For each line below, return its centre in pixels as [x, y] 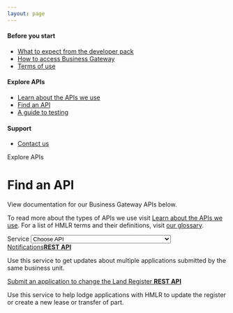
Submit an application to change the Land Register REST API [94, 282]
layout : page [26, 14]
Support [20, 128]
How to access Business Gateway [66, 58]
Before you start [31, 36]
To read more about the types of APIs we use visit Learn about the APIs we [115, 218]
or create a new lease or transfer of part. [66, 303]
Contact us [33, 144]
